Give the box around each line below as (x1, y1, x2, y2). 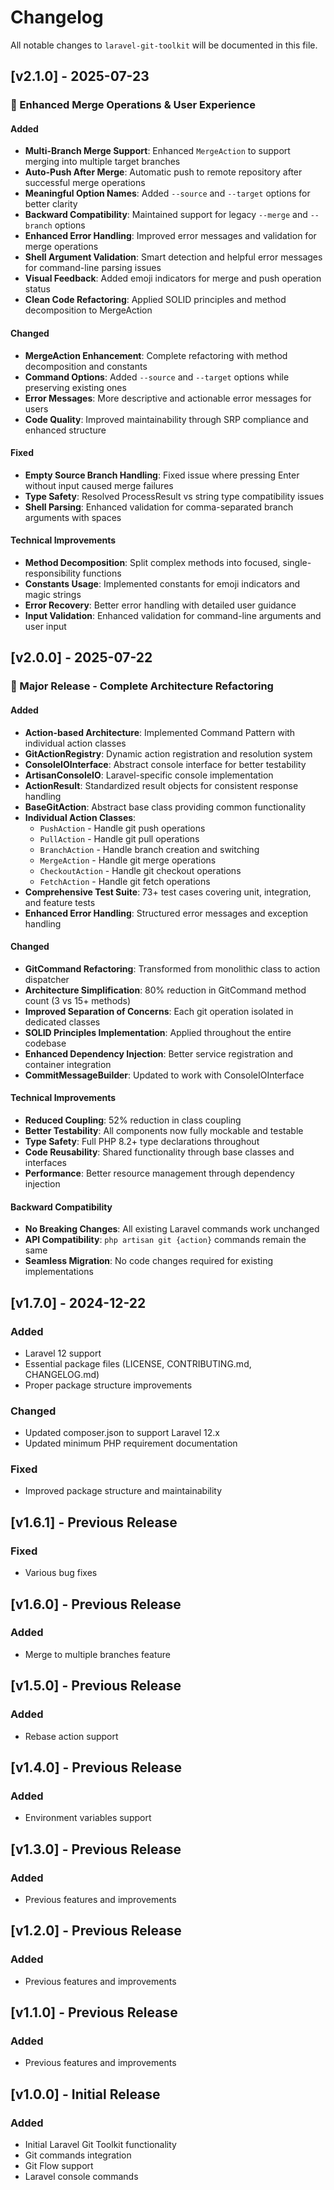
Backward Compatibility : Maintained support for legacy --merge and (24, 209, 308, 221)
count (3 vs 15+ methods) (24, 994, 132, 1006)
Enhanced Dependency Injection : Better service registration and (24, 1047, 294, 1060)
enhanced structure (24, 424, 107, 436)
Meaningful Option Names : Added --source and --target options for (24, 187, 311, 200)
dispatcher (24, 973, 70, 985)
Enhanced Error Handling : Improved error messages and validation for (24, 230, 317, 242)
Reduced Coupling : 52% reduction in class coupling (24, 1114, 242, 1126)
